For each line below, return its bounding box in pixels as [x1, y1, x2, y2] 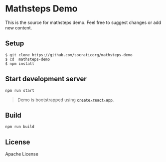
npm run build [5, 124, 35, 130]
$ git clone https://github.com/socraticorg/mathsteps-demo [5, 52, 133, 57]
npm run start [5, 88, 35, 93]
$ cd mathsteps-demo [5, 57, 50, 62]
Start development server [5, 75, 87, 83]
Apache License [5, 151, 38, 157]
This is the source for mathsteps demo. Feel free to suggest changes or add [5, 19, 162, 25]
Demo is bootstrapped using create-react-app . [17, 97, 114, 103]
